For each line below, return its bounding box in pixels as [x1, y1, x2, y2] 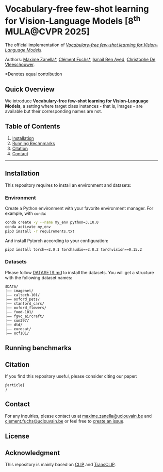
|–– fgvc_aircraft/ [5, 314, 45, 319]
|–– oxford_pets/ [5, 297, 40, 302]
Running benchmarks [5, 344, 72, 352]
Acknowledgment [5, 449, 60, 457]
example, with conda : [5, 211, 47, 216]
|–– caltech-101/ [5, 293, 40, 297]
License [5, 432, 30, 440]
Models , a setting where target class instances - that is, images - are [5, 103, 143, 109]
